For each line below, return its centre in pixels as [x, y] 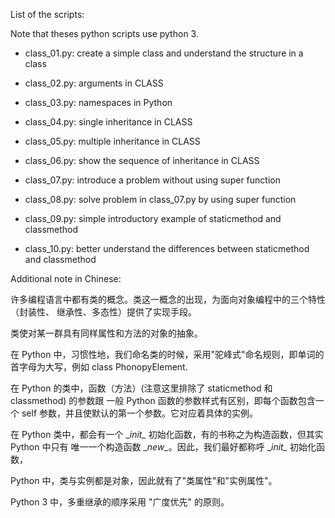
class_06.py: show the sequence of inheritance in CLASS [142, 160]
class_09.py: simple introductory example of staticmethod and [153, 218]
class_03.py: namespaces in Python [98, 102]
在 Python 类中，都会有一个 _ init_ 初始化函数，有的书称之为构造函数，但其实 [167, 434]
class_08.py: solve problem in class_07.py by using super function [160, 199]
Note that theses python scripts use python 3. [104, 33]
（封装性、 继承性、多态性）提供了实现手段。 [103, 312]
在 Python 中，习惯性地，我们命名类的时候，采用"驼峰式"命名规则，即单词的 [167, 354]
